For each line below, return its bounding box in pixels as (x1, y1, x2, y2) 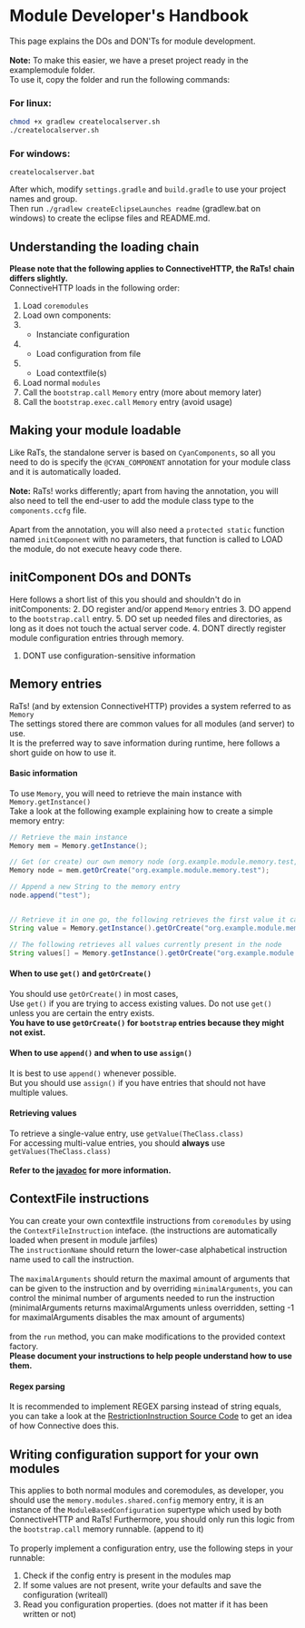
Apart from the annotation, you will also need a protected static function (9, 524, 285, 535)
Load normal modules (22, 378, 102, 389)
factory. (9, 1340, 39, 1351)
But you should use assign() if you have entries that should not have (9, 1077, 266, 1088)
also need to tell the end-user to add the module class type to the (9, 495, 254, 506)
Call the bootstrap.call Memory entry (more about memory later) (22, 387, 262, 398)
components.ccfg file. (9, 505, 87, 516)
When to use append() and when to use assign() (9, 1048, 192, 1059)
